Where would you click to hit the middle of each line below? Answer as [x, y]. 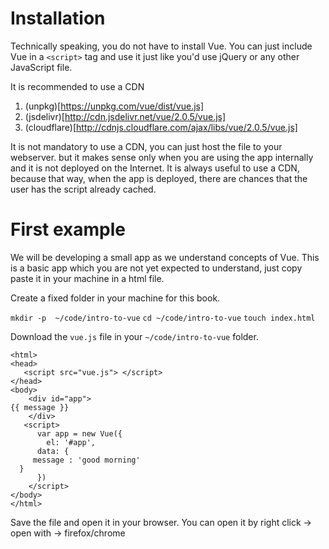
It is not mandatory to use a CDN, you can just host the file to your [146, 146]
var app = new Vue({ [79, 433]
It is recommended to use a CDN [77, 86]
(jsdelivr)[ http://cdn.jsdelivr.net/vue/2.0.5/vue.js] [125, 116]
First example [68, 229]
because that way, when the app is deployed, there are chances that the [159, 178]
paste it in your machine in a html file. [87, 278]
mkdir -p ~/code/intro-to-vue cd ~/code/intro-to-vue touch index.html [163, 318]
